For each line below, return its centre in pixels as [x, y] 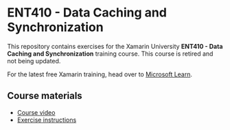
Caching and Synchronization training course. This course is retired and [110, 54]
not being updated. [34, 61]
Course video [36, 112]
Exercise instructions [47, 120]
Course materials [45, 96]
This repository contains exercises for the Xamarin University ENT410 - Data [115, 46]
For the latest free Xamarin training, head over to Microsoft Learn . [100, 74]
